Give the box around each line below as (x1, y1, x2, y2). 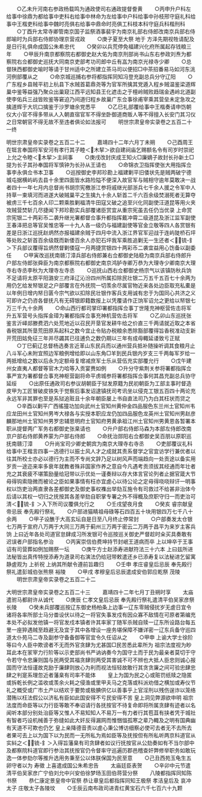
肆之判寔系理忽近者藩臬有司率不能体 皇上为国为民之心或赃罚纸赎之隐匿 (6, 672, 192, 678)
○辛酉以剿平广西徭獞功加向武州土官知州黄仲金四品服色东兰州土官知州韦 (16, 403, 195, 409)
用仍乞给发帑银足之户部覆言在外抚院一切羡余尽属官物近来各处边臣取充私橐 (6, 282, 191, 289)
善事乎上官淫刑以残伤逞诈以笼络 (116, 687, 196, 693)
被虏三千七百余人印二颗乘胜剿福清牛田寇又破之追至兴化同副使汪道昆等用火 (6, 199, 191, 206)
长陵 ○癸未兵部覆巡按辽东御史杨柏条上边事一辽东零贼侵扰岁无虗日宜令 (6, 603, 192, 611)
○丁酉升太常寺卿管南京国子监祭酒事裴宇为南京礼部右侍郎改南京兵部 (16, 28, 185, 35)
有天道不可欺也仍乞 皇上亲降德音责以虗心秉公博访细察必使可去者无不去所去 (6, 724, 192, 731)
